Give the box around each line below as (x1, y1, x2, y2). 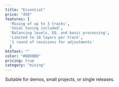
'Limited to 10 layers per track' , (9, 35, 83, 40)
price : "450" (5, 12, 32, 17)
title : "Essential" (5, 7, 46, 12)
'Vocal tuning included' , (9, 26, 63, 31)
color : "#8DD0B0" (5, 53, 41, 59)
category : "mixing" (5, 63, 46, 68)
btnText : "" (5, 49, 30, 54)
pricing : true (5, 58, 35, 63)
